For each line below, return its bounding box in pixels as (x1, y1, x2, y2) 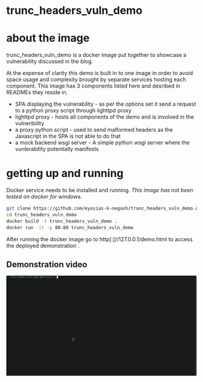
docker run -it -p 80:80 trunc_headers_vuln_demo (6, 224, 134, 230)
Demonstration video (6, 259, 88, 270)
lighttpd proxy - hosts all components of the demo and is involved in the (14, 113, 195, 121)
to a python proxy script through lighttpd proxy (14, 107, 132, 114)
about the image (6, 31, 90, 45)
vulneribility (14, 120, 45, 127)
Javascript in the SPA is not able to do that (14, 132, 121, 140)
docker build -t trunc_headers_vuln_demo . (6, 218, 118, 224)
